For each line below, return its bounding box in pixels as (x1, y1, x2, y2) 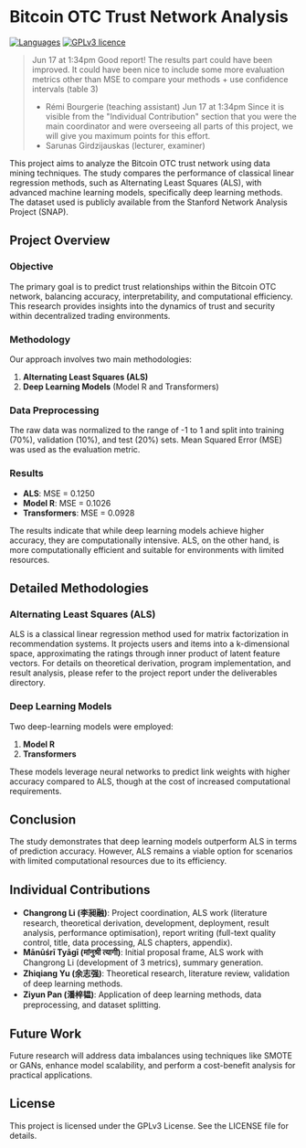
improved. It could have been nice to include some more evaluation (31, 64, 285, 75)
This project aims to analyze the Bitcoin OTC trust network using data (9, 157, 271, 168)
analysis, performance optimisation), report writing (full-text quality (22, 928, 277, 939)
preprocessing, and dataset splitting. (22, 999, 162, 1011)
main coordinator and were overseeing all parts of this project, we (45, 121, 294, 132)
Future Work (9, 1026, 82, 1041)
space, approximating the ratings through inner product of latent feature (9, 648, 280, 659)
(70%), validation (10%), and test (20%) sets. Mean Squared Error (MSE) (9, 434, 283, 445)
